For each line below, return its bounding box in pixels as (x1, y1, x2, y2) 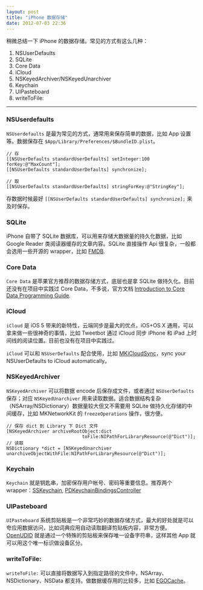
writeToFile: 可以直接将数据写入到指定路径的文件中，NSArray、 (6, 569, 167, 577)
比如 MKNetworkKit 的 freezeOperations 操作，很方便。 (27, 410, 166, 417)
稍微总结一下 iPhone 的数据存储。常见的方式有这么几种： (6, 38, 149, 45)
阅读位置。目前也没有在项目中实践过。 (22, 336, 118, 344)
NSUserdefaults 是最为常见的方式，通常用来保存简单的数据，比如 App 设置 (6, 129, 192, 137)
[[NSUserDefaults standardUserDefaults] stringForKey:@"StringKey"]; (6, 183, 185, 189)
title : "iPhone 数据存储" (6, 15, 68, 21)
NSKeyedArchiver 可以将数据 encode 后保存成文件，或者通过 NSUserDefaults (6, 387, 195, 394)
